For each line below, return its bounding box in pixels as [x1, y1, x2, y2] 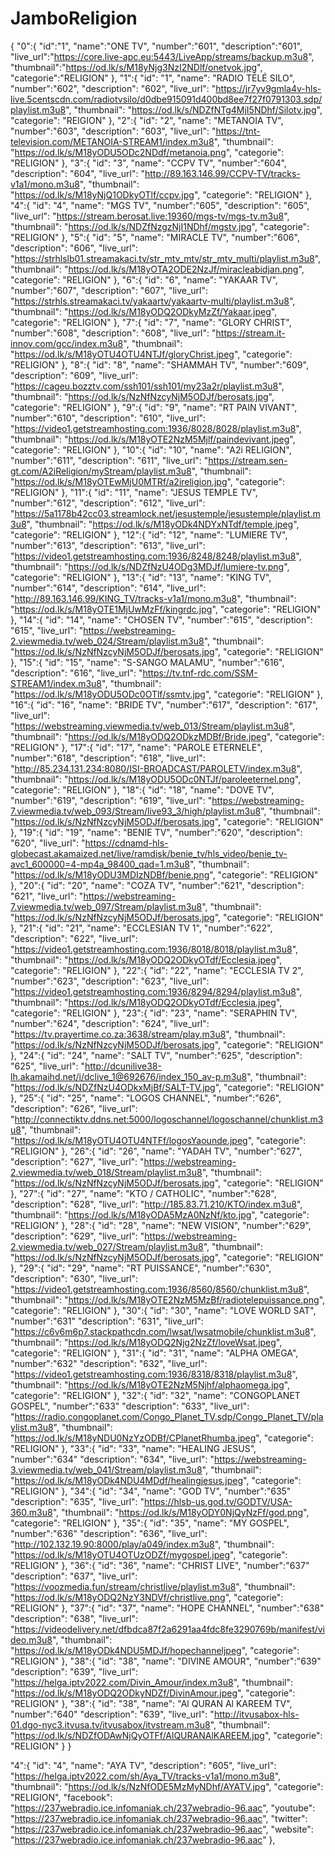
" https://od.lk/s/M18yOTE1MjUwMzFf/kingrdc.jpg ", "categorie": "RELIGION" [10, 603, 322, 615]
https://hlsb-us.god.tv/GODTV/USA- [144, 1495, 293, 1507]
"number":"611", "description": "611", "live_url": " [10, 454, 209, 466]
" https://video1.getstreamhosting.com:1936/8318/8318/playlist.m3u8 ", [10, 1368, 298, 1380]
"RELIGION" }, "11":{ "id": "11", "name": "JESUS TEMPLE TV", [10, 486, 258, 498]
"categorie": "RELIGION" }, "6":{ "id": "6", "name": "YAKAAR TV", [10, 273, 278, 286]
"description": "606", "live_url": [10, 242, 139, 254]
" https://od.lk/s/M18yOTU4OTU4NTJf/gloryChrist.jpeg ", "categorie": [10, 348, 293, 360]
